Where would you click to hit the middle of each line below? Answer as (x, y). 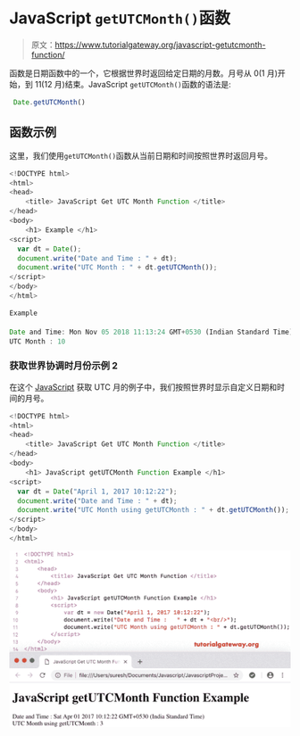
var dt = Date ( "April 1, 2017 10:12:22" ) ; (97, 492)
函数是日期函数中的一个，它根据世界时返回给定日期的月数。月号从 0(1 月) (144, 73)
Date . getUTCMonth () (50, 102)
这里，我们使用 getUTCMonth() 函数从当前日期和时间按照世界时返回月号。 (141, 155)
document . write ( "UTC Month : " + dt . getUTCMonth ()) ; (117, 268)
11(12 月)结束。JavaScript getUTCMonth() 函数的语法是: (133, 84)
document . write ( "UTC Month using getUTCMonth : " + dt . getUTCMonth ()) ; (154, 510)
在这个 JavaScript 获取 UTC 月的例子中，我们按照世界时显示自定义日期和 (143, 387)
